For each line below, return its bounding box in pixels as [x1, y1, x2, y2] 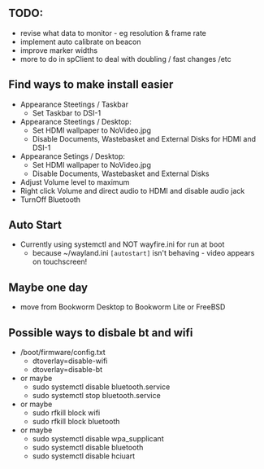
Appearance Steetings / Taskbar [19, 99, 128, 109]
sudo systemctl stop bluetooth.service [32, 391, 161, 401]
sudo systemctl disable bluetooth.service [32, 382, 171, 392]
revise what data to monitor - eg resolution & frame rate [19, 28, 207, 37]
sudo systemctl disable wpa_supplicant [32, 434, 164, 444]
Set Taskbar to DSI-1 [32, 107, 102, 117]
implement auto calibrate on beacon [19, 37, 141, 46]
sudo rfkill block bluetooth [32, 417, 120, 427]
